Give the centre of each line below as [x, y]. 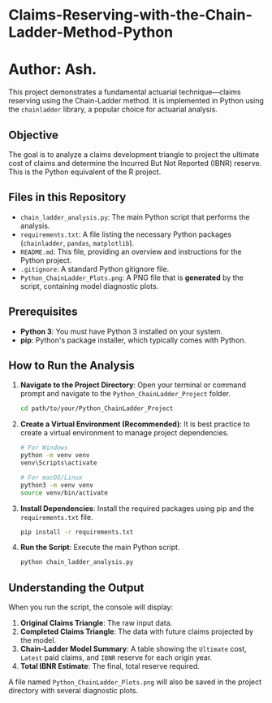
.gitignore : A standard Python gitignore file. [95, 269]
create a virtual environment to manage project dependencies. [125, 433]
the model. [38, 640]
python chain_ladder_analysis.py [77, 562]
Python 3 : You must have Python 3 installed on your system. [121, 331]
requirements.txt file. [56, 517]
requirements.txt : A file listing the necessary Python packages [126, 234]
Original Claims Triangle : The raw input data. [96, 623]
